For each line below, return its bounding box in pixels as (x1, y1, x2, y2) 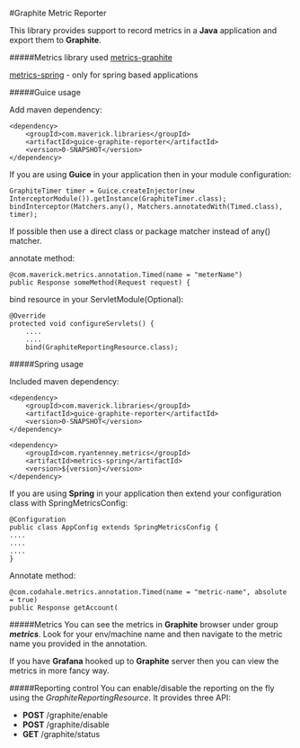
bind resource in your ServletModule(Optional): (9, 294, 184, 304)
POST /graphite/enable (22, 710, 109, 720)
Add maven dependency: (9, 104, 102, 115)
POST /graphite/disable (22, 719, 110, 730)
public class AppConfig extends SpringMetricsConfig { (9, 523, 219, 532)
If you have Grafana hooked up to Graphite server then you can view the (9, 656, 279, 666)
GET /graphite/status (22, 729, 101, 739)
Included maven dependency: (9, 376, 119, 386)
